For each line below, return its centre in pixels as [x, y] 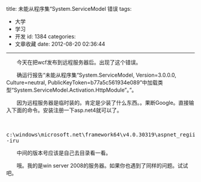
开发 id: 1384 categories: [45, 37]
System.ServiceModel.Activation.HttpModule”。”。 [76, 90]
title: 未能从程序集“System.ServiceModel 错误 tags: [69, 9]
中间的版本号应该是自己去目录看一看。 [64, 153]
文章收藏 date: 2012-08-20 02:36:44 [60, 44]
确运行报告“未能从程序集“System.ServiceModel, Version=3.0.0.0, [96, 75]
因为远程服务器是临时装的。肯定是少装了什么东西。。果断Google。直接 [103, 103]
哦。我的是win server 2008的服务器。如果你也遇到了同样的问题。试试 [102, 166]
